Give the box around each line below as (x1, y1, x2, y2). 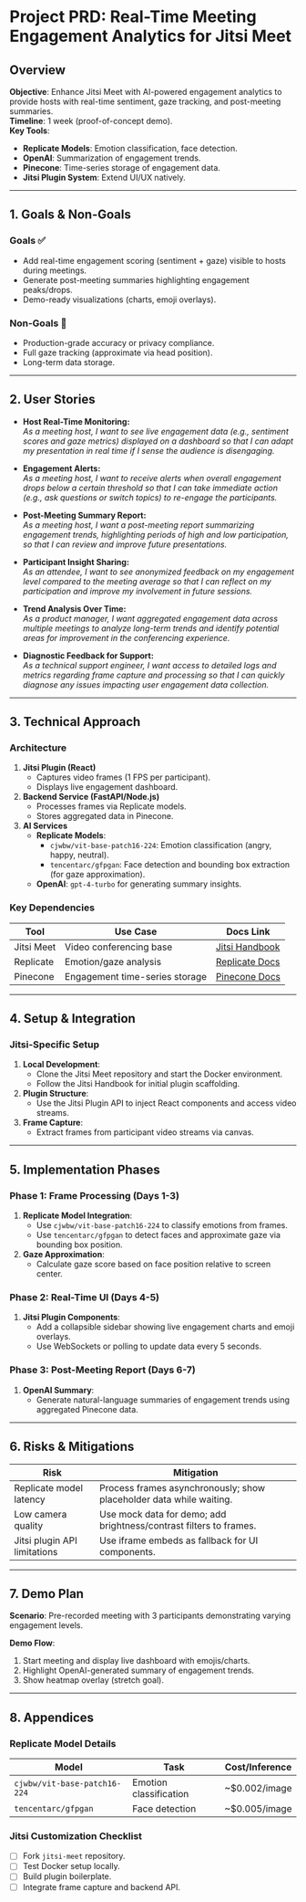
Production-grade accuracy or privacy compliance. (22, 337, 215, 348)
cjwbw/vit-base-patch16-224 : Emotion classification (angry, (49, 840, 272, 851)
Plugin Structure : (22, 1088, 89, 1099)
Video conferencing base (65, 940, 173, 953)
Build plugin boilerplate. (22, 1871, 112, 1882)
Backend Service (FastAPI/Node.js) (22, 792, 160, 803)
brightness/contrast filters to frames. (99, 1518, 257, 1531)
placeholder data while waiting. (99, 1493, 233, 1506)
